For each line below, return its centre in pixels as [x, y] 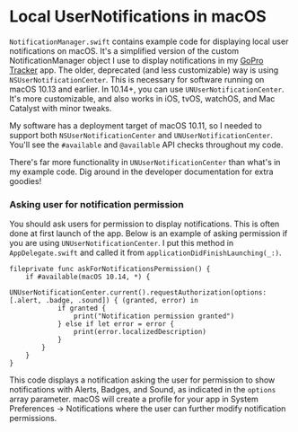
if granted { [81, 309]
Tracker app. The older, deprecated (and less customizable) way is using [144, 70]
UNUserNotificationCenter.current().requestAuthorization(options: [138, 293]
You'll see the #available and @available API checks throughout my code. [146, 145]
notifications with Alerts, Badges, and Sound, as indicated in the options [143, 390]
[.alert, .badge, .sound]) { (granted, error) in [104, 301]
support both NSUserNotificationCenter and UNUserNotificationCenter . [141, 135]
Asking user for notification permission [96, 204]
